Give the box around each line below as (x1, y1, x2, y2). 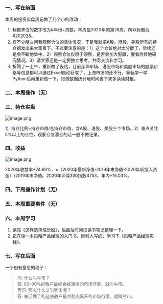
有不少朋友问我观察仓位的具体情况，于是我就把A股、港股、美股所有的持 (12, 39, 157, 45)
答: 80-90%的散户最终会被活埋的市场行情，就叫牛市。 (17, 281, 127, 287)
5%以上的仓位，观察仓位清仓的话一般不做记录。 (5, 131, 102, 137)
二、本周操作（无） (5, 89, 50, 96)
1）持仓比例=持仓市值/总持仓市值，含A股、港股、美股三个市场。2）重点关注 (5, 125, 159, 131)
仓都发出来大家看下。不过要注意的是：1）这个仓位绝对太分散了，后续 (12, 45, 152, 51)
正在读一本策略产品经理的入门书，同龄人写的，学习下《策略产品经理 (12, 233, 150, 239)
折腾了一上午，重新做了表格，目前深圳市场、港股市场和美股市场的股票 (12, 64, 154, 70)
